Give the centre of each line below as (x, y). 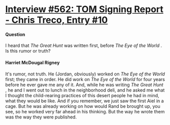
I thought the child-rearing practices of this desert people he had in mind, (82, 95)
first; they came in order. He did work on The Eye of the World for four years (85, 79)
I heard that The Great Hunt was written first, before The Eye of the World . (84, 46)
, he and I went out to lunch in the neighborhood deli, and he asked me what (85, 90)
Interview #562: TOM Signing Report (84, 9)
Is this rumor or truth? (28, 51)
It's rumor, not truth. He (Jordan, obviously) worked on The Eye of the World (85, 74)
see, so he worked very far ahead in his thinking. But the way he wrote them (85, 111)
